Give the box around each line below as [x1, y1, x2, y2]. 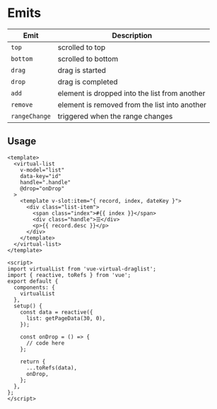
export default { [7, 278, 59, 285]
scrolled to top [57, 42, 106, 52]
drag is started [57, 65, 106, 75]
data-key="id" [20, 172, 61, 179]
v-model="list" [20, 166, 65, 174]
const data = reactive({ [20, 309, 93, 316]
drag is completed [57, 76, 118, 86]
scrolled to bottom [57, 54, 119, 64]
